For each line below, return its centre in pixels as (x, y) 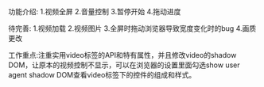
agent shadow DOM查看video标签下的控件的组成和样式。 (102, 75)
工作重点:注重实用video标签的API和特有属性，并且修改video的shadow (122, 55)
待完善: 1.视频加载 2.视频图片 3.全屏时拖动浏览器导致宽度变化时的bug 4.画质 (132, 28)
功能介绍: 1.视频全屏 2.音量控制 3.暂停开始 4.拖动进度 (95, 11)
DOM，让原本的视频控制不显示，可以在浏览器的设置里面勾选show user (124, 65)
